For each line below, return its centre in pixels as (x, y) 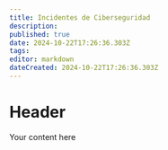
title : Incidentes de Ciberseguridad (80, 18)
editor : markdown (42, 59)
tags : (19, 51)
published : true (40, 34)
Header (37, 112)
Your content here (43, 137)
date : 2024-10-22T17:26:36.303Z (70, 43)
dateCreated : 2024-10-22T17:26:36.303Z (84, 68)
